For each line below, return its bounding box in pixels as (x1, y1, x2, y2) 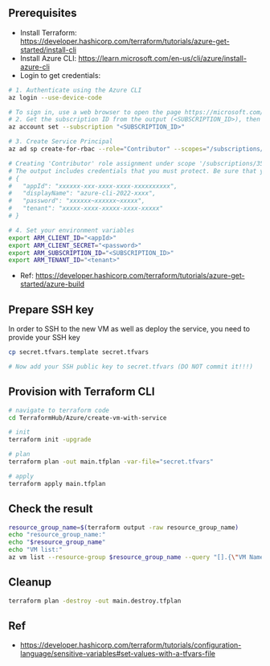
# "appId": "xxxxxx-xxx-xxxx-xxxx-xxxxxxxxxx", (8, 182, 178, 190)
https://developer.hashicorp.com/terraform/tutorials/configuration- (19, 640, 242, 650)
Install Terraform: (19, 27, 78, 37)
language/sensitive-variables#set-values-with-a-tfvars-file (19, 649, 215, 659)
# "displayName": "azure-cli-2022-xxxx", (8, 189, 157, 198)
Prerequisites (8, 6, 77, 20)
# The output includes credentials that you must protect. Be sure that (8, 166, 257, 175)
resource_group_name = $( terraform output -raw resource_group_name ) (8, 523, 239, 532)
